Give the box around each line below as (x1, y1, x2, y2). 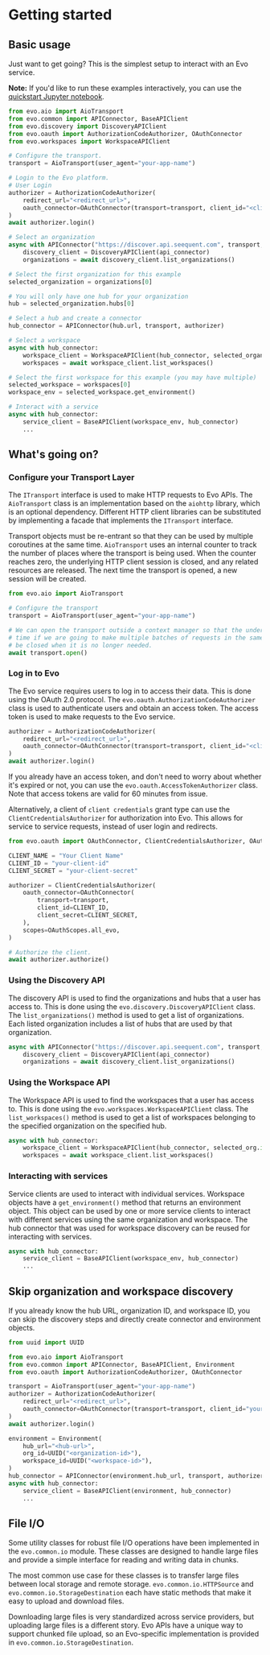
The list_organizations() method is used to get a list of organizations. (8, 1010, 245, 1020)
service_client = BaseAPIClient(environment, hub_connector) (22, 1487, 231, 1495)
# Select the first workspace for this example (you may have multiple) (8, 373, 257, 382)
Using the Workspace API (8, 1077, 111, 1088)
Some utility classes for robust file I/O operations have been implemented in (8, 1538, 260, 1548)
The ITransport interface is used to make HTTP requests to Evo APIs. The (8, 490, 253, 500)
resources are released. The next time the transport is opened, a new (8, 565, 238, 575)
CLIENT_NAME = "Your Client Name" (8, 851, 125, 859)
